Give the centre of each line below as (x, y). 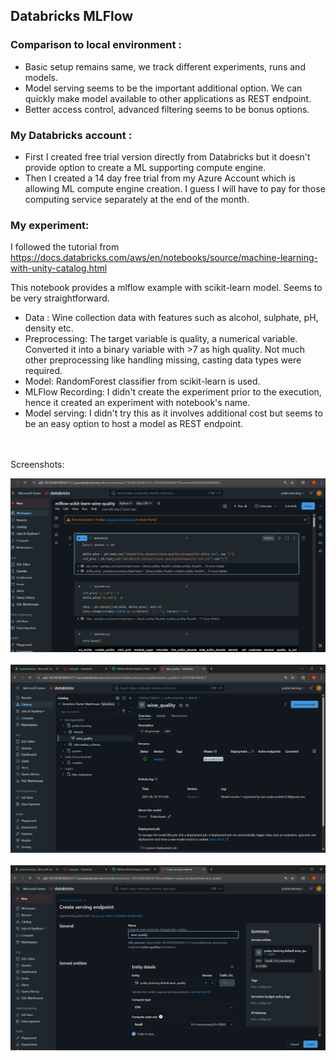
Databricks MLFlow (72, 16)
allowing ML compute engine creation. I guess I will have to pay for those (175, 188)
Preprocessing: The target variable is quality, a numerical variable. (161, 339)
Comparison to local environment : (96, 45)
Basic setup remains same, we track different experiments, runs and (165, 66)
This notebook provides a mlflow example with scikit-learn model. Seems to (166, 288)
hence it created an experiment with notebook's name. (137, 403)
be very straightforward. (60, 298)
